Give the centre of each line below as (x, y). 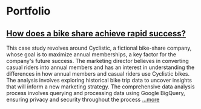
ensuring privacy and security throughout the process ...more (83, 99)
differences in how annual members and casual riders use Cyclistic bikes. (98, 74)
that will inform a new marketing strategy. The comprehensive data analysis (100, 87)
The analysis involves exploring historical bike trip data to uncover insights (99, 80)
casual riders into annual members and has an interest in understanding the (100, 67)
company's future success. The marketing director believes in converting (97, 61)
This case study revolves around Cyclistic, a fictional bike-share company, (99, 48)
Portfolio (28, 11)
